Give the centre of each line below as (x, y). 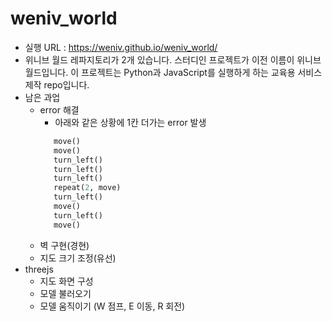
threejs (39, 269)
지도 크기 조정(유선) (78, 258)
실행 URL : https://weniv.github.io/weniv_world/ (121, 47)
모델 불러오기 (65, 293)
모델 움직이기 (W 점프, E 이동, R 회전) (112, 306)
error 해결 (59, 109)
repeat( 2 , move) (87, 188)
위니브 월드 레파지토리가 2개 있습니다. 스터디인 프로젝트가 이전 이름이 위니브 (173, 59)
